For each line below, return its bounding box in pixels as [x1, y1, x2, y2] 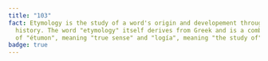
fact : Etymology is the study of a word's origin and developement [8, 19, 238, 27]
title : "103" [8, 11, 52, 20]
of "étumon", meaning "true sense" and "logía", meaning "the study [15, 33, 248, 42]
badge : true [8, 41, 48, 49]
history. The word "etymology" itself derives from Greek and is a [15, 26, 245, 34]
